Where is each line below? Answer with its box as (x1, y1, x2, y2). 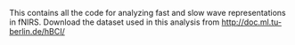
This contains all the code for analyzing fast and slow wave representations (9, 8, 287, 18)
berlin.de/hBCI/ (9, 26, 65, 36)
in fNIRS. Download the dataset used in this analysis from (9, 17, 220, 27)
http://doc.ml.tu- (221, 17, 283, 27)
